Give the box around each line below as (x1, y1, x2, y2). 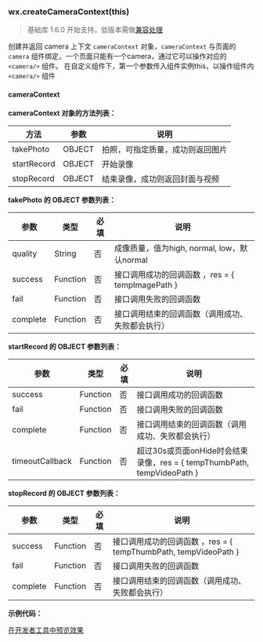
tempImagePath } (113, 279, 178, 290)
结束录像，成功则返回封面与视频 (101, 173, 220, 184)
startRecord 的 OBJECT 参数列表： (8, 341, 122, 351)
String (54, 248, 77, 259)
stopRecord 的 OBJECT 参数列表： (8, 488, 121, 498)
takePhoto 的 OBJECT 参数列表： (8, 195, 116, 204)
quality (12, 248, 38, 259)
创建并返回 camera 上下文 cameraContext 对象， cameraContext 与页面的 (8, 42, 236, 51)
